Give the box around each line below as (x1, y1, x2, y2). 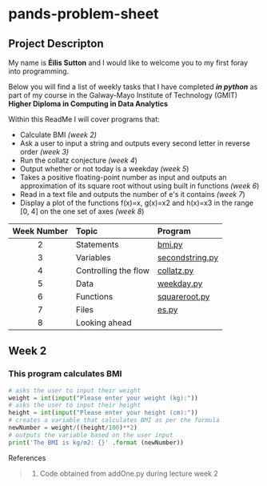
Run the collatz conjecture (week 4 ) (19, 155, 137, 165)
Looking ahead (75, 317, 132, 328)
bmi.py (157, 239, 183, 250)
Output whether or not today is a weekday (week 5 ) (19, 164, 189, 173)
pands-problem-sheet (8, 5, 159, 23)
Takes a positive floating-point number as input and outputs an (19, 173, 227, 182)
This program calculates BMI (8, 368, 122, 380)
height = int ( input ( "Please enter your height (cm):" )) (8, 409, 198, 417)
